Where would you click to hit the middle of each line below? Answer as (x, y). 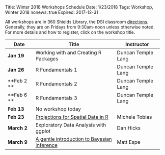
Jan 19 (16, 56)
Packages (47, 59)
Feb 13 (16, 109)
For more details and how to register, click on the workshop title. (70, 32)
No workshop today (58, 109)
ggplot (43, 131)
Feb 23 (16, 117)
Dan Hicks (129, 128)
